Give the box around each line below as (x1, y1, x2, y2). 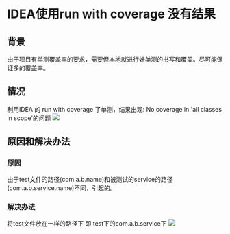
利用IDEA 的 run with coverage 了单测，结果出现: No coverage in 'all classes (7, 105, 222, 113)
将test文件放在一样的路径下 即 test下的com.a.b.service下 (7, 219, 167, 227)
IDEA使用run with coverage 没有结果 (7, 6, 216, 22)
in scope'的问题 (7, 114, 51, 122)
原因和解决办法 (7, 136, 71, 148)
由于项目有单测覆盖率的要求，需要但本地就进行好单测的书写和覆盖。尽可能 (7, 56, 217, 63)
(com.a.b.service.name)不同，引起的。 (7, 183, 116, 192)
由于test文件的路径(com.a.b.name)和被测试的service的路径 (7, 175, 173, 183)
